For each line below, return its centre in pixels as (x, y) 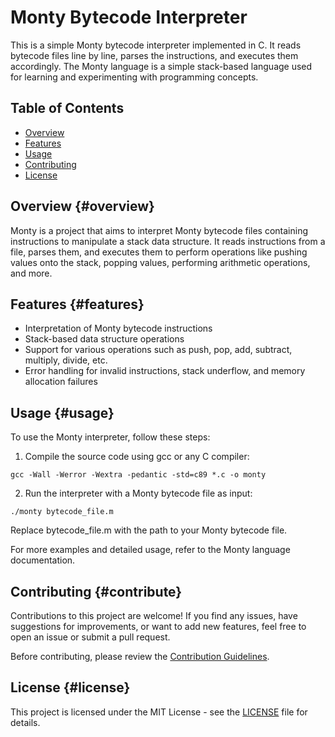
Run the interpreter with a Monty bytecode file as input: (138, 493)
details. (25, 722)
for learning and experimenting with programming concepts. (134, 77)
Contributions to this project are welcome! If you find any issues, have (154, 615)
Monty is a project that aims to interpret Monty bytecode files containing (159, 230)
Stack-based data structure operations (104, 339)
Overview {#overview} (82, 206)
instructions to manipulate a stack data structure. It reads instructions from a (168, 241)
